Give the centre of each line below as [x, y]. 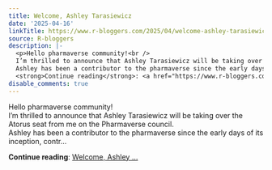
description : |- [36, 46]
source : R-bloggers [41, 38]
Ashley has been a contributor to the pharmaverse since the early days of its [136, 132]
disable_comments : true [49, 83]
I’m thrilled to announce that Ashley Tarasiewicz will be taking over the [126, 115]
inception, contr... [38, 141]
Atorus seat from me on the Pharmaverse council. [91, 124]
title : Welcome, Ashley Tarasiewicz [70, 16]
